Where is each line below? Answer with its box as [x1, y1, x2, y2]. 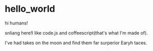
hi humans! [5, 20, 28, 26]
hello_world [5, 3, 56, 15]
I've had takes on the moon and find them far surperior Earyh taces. [5, 39, 147, 46]
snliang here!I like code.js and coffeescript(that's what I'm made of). [5, 30, 148, 36]
